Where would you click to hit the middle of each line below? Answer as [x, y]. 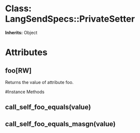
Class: [18, 9]
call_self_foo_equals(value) [48, 107]
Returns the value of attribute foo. [39, 82]
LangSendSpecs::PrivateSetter [70, 19]
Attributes [26, 53]
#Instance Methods [25, 92]
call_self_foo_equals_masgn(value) [60, 124]
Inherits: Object [21, 32]
